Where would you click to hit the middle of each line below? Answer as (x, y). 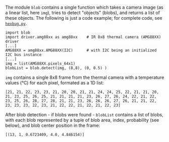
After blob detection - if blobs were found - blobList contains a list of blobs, (84, 115)
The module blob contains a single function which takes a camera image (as (84, 7)
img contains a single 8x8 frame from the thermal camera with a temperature (85, 77)
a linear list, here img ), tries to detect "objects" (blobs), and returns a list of (83, 13)
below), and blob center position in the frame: (53, 125)
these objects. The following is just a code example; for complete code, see (84, 18)
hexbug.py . (16, 23)
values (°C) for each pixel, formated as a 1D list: (55, 83)
